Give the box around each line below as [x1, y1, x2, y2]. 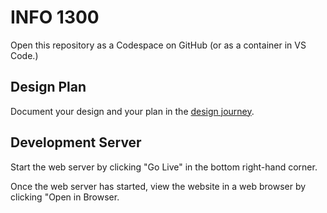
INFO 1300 [10, 6, 100, 29]
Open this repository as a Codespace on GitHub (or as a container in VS [10, 39, 307, 51]
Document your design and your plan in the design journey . [10, 105, 255, 117]
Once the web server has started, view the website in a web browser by [10, 180, 307, 192]
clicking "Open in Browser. [10, 191, 120, 203]
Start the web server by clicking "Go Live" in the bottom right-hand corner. [10, 161, 318, 173]
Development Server [10, 134, 142, 151]
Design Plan [10, 79, 87, 96]
